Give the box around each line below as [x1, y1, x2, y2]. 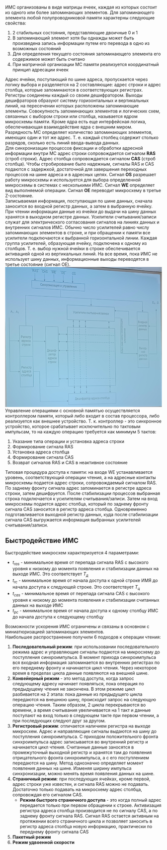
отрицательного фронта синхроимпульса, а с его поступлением [12, 755, 149, 761]
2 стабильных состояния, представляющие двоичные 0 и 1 [12, 30, 138, 35]
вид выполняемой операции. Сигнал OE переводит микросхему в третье [5, 188, 162, 193]
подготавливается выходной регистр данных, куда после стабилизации [5, 511, 158, 517]
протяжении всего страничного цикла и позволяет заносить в [19, 818, 153, 824]
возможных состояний [12, 46, 61, 51]
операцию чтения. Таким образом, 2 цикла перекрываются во [12, 702, 146, 708]
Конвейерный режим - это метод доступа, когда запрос [12, 675, 134, 681]
